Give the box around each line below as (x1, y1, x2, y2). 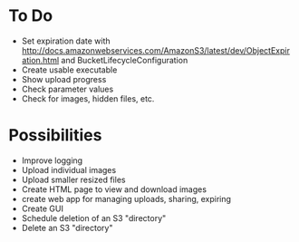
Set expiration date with (21, 35, 111, 46)
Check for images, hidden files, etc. (21, 92, 155, 104)
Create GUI (21, 203, 64, 214)
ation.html (21, 54, 60, 65)
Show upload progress (21, 73, 107, 84)
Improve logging (21, 155, 83, 166)
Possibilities (8, 125, 102, 146)
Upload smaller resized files (21, 174, 126, 185)
